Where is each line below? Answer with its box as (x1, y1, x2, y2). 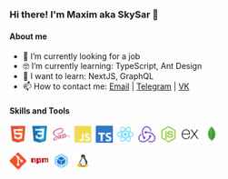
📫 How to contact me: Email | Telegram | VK (22, 81, 190, 92)
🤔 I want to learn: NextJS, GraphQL (22, 71, 154, 82)
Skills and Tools (9, 104, 70, 116)
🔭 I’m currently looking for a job (22, 51, 141, 62)
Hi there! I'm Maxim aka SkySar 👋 (9, 8, 159, 21)
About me (9, 31, 48, 42)
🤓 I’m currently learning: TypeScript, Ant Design (22, 61, 203, 72)
